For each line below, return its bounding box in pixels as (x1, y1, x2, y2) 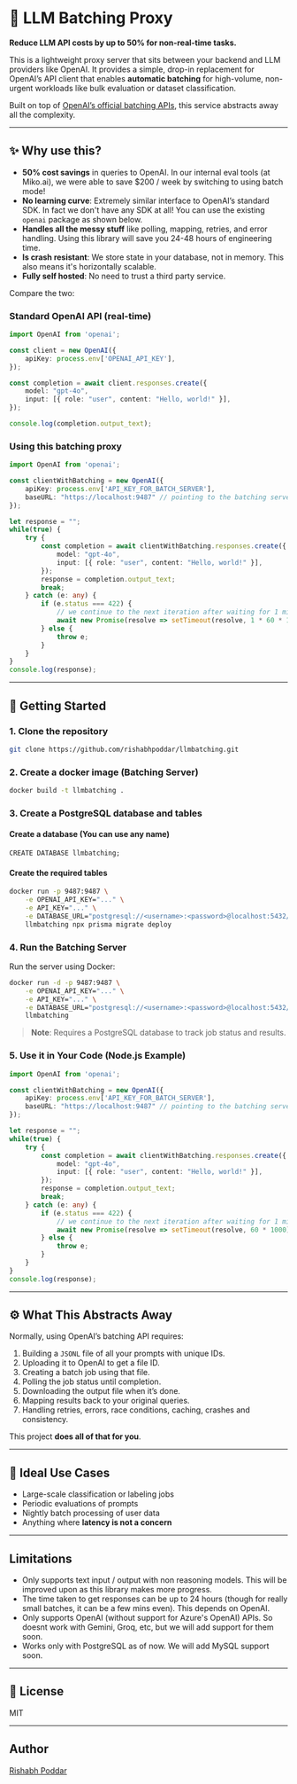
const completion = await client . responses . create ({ (9, 379, 208, 387)
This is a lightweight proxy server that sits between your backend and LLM (9, 54, 281, 65)
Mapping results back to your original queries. (21, 1396, 190, 1406)
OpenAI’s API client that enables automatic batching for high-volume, (9, 73, 263, 83)
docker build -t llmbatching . (9, 786, 125, 795)
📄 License (9, 1684, 65, 1699)
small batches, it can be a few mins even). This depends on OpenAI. (21, 1603, 270, 1614)
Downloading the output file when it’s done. (21, 1386, 181, 1397)
